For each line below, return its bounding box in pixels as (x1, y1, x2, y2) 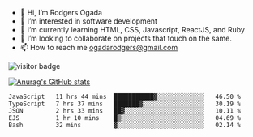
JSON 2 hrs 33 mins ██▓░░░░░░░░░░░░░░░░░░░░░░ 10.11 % (8, 107, 242, 115)
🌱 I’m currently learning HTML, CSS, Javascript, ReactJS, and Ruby (19, 25, 246, 34)
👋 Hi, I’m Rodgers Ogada (19, 8, 103, 17)
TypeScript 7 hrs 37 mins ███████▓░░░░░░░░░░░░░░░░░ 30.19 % (8, 100, 242, 108)
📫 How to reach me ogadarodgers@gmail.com (19, 43, 178, 52)
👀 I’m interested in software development (19, 16, 158, 26)
